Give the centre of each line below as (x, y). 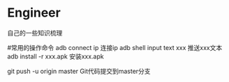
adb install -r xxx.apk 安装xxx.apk (56, 56)
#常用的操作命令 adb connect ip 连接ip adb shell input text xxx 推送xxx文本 (115, 47)
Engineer (34, 13)
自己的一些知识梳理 (35, 33)
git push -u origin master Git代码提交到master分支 (79, 71)
